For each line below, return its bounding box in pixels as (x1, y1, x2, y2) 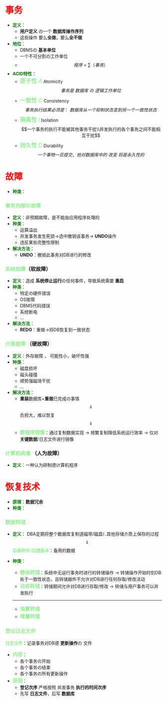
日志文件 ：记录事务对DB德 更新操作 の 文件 (5, 640, 92, 646)
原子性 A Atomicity (19, 77, 63, 85)
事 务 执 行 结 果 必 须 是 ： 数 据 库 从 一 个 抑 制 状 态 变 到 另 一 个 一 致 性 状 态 (24, 107, 157, 113)
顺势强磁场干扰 (19, 378, 51, 384)
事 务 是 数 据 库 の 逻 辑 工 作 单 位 (60, 87, 121, 93)
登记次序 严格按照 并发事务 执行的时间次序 (19, 684, 107, 690)
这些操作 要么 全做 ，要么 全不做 (19, 34, 83, 40)
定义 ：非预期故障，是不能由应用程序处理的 (12, 215, 100, 221)
